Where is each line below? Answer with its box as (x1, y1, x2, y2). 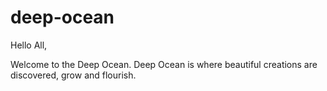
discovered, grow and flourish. (10, 69, 137, 81)
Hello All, (10, 39, 48, 51)
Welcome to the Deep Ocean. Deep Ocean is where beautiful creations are (10, 58, 318, 70)
